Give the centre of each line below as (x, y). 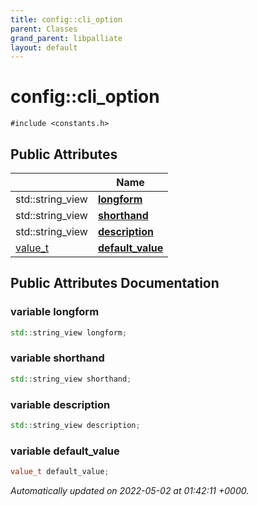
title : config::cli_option (66, 19)
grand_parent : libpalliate (66, 38)
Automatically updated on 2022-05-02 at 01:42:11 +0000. (130, 491)
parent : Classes (44, 29)
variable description (60, 404)
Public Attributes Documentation (115, 283)
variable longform (55, 312)
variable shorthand (57, 358)
